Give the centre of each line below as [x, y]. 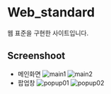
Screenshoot [36, 56]
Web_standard [51, 12]
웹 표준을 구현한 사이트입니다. [48, 33]
